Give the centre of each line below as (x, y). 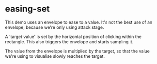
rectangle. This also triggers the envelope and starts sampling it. (69, 41)
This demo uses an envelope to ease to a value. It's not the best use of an (79, 22)
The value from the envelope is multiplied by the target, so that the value (78, 51)
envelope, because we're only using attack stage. (55, 27)
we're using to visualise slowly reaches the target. (55, 56)
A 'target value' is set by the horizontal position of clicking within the (73, 37)
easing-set (27, 9)
